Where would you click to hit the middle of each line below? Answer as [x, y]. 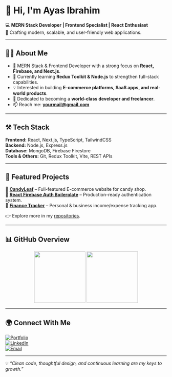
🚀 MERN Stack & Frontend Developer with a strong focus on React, [83, 66]
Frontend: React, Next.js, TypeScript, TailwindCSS [58, 140]
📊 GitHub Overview [38, 239]
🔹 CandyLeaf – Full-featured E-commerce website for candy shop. [76, 189]
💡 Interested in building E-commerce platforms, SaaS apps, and [81, 87]
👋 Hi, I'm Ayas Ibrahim [53, 11]
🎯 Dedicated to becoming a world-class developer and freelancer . [84, 98]
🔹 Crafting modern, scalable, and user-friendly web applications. [73, 32]
